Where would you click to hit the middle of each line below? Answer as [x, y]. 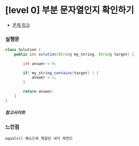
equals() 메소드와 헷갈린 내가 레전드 [39, 139]
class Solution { [23, 50]
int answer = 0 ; [40, 64]
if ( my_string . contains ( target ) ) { [61, 73]
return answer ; [39, 92]
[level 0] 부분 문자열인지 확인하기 [69, 10]
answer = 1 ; [44, 78]
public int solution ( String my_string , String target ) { [74, 55]
